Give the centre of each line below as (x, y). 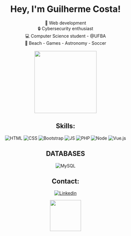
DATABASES (65, 154)
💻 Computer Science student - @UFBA (65, 36)
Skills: (65, 126)
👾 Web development (65, 23)
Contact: (65, 181)
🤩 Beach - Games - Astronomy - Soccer (65, 43)
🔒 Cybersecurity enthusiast (65, 28)
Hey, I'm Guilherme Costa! (65, 9)
